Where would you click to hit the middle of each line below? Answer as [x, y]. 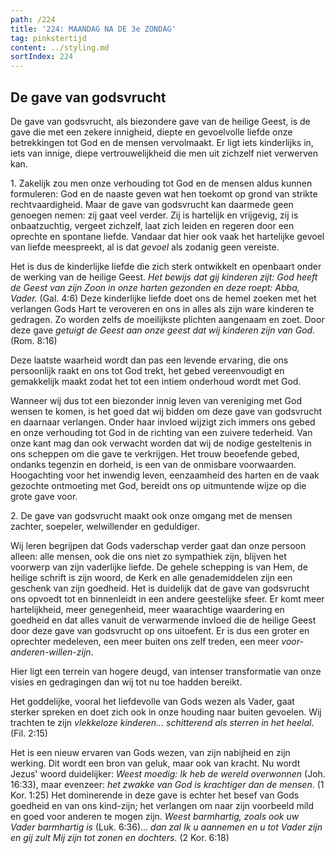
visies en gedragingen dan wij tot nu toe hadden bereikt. [126, 682]
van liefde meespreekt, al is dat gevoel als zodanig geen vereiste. [145, 247]
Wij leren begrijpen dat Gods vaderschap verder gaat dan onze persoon [158, 545]
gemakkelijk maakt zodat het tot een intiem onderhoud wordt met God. [156, 381]
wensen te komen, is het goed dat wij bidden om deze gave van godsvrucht [166, 411]
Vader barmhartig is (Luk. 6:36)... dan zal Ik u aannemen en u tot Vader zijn [166, 827]
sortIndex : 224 [42, 57]
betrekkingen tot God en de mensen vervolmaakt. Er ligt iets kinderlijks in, [162, 142]
